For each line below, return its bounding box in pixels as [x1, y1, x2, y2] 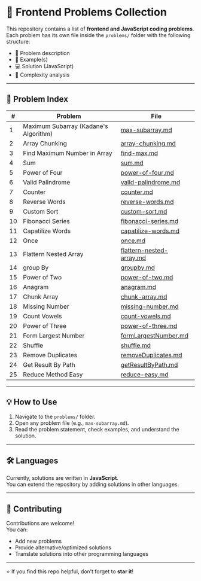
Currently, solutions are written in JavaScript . [6, 474, 118, 482]
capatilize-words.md [120, 227, 180, 235]
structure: [6, 38, 31, 45]
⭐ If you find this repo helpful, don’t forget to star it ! [6, 568, 133, 575]
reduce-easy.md [120, 370, 169, 379]
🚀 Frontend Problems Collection [6, 5, 167, 19]
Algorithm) [23, 129, 53, 138]
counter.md [120, 188, 154, 196]
